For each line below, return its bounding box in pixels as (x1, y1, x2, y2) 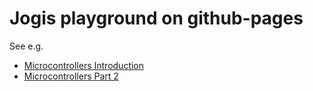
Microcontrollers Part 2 (23, 70, 119, 82)
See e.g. (9, 40, 44, 52)
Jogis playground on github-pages (9, 7, 304, 30)
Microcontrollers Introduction (23, 59, 145, 71)
